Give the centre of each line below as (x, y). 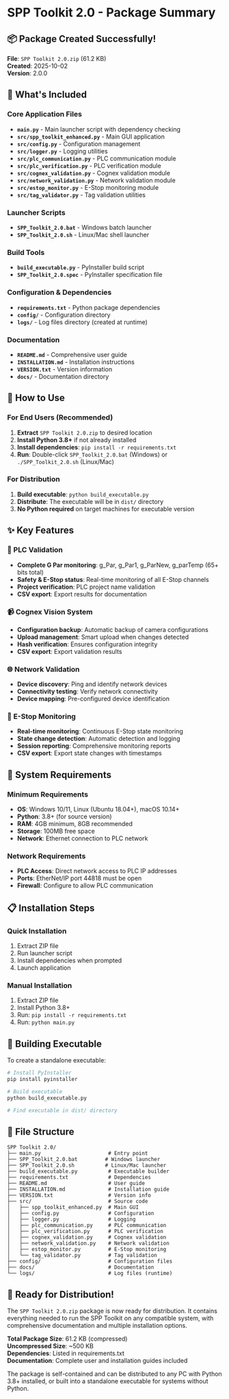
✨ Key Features (40, 530)
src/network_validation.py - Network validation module (96, 180)
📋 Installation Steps (51, 908)
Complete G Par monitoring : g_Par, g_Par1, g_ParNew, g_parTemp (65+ (118, 565)
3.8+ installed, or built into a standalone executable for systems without (108, 1381)
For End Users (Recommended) (60, 417)
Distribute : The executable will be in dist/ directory (90, 501)
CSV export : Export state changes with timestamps (89, 753)
